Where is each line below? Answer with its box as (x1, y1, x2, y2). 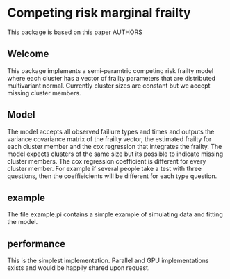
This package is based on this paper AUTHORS (7, 28, 142, 36)
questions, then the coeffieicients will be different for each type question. (7, 172, 217, 180)
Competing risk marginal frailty (7, 5, 191, 21)
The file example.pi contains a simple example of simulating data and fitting (7, 210, 224, 218)
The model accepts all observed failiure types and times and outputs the (7, 127, 215, 136)
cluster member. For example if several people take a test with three (7, 164, 202, 173)
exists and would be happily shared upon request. (7, 264, 150, 272)
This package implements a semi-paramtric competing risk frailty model (7, 66, 214, 74)
